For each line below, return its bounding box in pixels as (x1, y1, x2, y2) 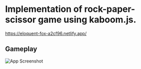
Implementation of (5, 3, 83, 15)
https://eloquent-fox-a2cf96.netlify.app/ (5, 30, 87, 36)
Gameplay (5, 45, 38, 53)
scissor (5, 14, 36, 25)
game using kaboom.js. (38, 14, 137, 25)
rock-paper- (84, 3, 135, 15)
